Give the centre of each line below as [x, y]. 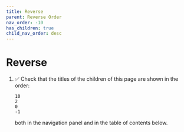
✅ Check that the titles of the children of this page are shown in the [96, 79]
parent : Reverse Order [34, 17]
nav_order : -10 [25, 22]
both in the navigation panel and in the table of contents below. [91, 123]
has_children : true [30, 28]
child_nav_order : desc [34, 34]
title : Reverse [25, 11]
